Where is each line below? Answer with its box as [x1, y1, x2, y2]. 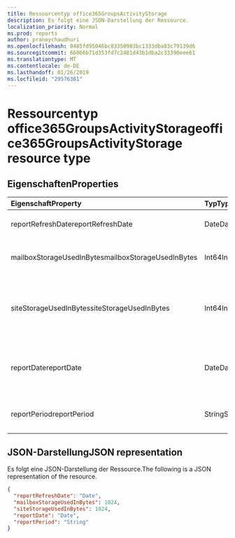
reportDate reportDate [10, 363, 82, 373]
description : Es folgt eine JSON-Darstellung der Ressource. [7, 17, 190, 24]
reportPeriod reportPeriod [10, 409, 94, 419]
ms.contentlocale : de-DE [7, 62, 80, 69]
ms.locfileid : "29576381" [7, 75, 83, 83]
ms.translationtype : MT [7, 56, 77, 63]
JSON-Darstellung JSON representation [7, 446, 183, 458]
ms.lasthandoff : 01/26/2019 [7, 69, 90, 76]
